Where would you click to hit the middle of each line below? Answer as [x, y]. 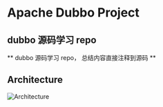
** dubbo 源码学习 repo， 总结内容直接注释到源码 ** [82, 58]
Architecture [35, 80]
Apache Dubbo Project [74, 13]
